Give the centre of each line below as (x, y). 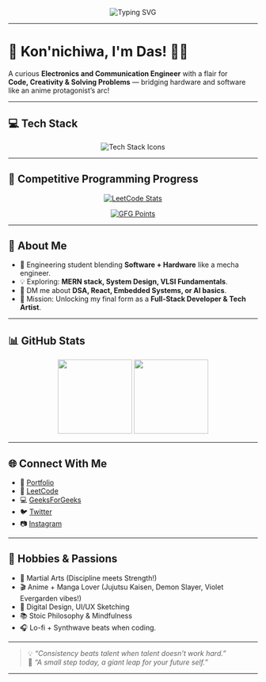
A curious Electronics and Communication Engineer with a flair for (118, 73)
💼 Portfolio (37, 482)
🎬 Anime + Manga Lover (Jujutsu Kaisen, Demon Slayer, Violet (122, 587)
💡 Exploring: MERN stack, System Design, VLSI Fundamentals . (123, 282)
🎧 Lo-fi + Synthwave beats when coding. (88, 627)
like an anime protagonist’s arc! (59, 90)
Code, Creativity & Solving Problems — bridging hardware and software (127, 82)
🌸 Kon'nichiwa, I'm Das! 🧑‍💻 (98, 52)
